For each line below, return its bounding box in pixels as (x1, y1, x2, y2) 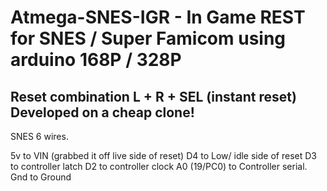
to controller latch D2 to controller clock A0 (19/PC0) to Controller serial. (10, 161, 308, 172)
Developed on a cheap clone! (10, 104, 195, 121)
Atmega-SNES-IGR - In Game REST (10, 6, 306, 29)
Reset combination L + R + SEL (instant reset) (10, 88, 297, 105)
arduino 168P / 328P (10, 49, 182, 71)
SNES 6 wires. (10, 131, 69, 142)
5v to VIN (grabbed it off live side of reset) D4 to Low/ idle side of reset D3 (10, 150, 317, 161)
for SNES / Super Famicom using (10, 27, 287, 50)
